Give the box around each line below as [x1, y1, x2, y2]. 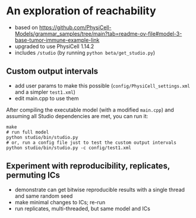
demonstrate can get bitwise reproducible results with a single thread [14, 186, 185, 193]
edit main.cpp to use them [14, 94, 79, 102]
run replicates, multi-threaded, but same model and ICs [14, 205, 150, 212]
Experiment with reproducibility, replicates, [6, 161, 170, 171]
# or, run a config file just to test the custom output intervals [6, 140, 177, 146]
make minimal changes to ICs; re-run [14, 198, 106, 206]
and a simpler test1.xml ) [14, 88, 76, 96]
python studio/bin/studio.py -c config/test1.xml [6, 144, 132, 151]
